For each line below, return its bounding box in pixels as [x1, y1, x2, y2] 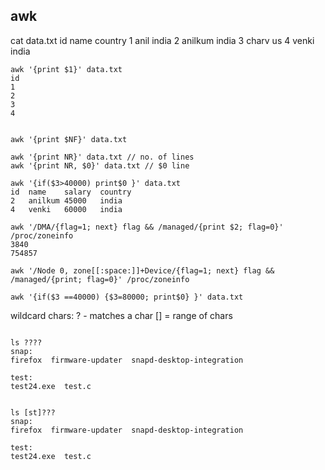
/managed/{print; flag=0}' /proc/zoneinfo [10, 274, 190, 284]
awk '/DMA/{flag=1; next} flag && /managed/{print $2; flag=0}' [10, 222, 284, 232]
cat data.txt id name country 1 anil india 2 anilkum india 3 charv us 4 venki [10, 34, 315, 46]
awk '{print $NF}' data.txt [10, 134, 128, 144]
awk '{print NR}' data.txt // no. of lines [10, 152, 195, 162]
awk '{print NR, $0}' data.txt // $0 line [10, 160, 190, 171]
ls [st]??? [10, 407, 56, 418]
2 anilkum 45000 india [10, 195, 123, 206]
